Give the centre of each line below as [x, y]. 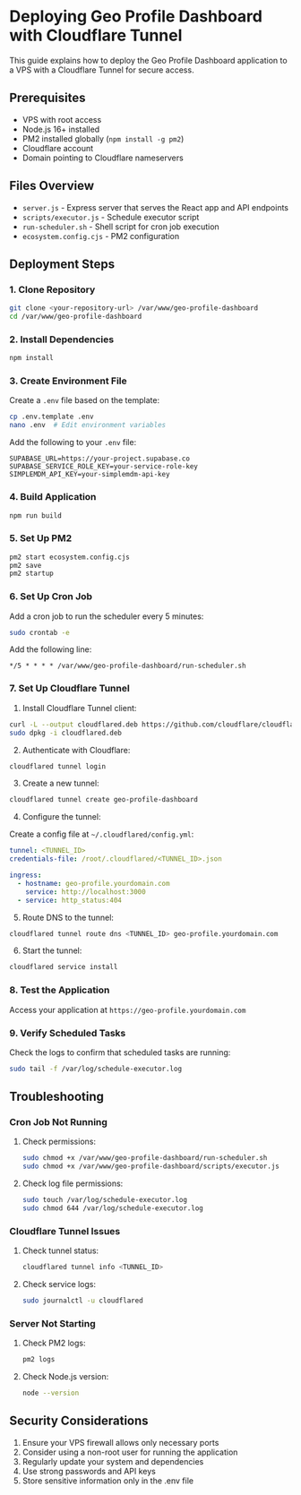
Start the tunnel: [52, 950]
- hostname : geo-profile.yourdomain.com [94, 883]
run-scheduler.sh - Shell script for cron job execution [120, 227]
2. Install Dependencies [62, 339]
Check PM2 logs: [54, 1343]
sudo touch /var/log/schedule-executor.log [105, 1200]
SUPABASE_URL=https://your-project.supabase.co [100, 459]
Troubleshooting [57, 1097]
